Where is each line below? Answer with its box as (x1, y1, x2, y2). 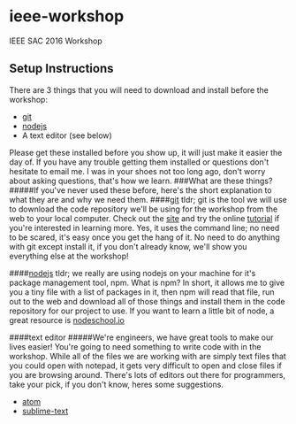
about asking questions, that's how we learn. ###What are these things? (9, 175, 273, 186)
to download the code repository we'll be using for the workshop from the (9, 204, 278, 214)
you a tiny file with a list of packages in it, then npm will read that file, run (9, 286, 275, 297)
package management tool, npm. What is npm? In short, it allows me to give (9, 277, 285, 288)
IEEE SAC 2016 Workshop (9, 35, 103, 46)
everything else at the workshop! (9, 251, 130, 261)
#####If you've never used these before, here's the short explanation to (9, 184, 272, 196)
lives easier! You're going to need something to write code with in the (9, 341, 262, 351)
